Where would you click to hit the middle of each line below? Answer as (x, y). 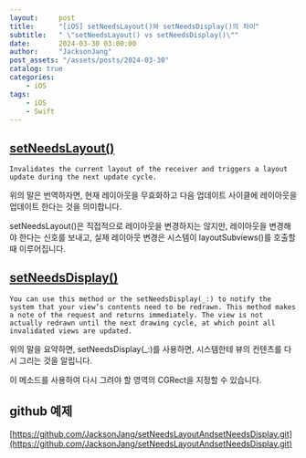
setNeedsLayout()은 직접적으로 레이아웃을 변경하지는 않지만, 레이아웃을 (138, 226)
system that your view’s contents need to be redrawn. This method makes (153, 307)
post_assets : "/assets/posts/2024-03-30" (90, 60)
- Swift (40, 111)
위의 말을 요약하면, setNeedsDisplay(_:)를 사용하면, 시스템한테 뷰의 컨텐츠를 (146, 349)
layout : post (42, 18)
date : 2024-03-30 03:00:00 (73, 43)
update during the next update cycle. (83, 177)
